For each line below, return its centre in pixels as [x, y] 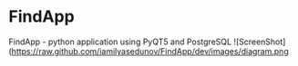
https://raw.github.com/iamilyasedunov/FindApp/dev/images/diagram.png [150, 51]
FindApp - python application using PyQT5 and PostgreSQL [120, 42]
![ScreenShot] [260, 42]
